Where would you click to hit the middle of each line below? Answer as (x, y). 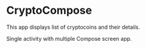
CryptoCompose (49, 10)
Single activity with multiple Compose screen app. (69, 38)
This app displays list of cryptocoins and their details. (73, 27)
